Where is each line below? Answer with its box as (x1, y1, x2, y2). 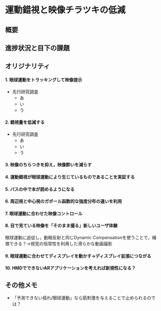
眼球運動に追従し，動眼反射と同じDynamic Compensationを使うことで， (5, 234, 152, 240)
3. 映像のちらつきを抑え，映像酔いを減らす (5, 162, 92, 168)
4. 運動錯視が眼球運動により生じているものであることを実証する (5, 174, 135, 180)
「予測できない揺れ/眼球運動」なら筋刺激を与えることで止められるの (12, 295, 151, 301)
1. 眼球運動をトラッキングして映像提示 (5, 77, 82, 83)
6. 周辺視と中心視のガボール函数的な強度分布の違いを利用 (5, 198, 122, 204)
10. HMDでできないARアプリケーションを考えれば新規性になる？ (5, 265, 136, 271)
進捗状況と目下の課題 (5, 44, 70, 52)
